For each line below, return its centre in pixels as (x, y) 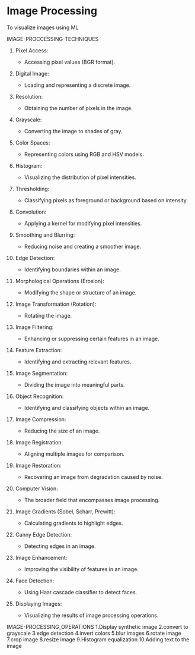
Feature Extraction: (39, 350)
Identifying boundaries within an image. (72, 269)
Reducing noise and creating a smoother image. (83, 246)
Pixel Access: (32, 50)
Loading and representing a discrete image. (77, 85)
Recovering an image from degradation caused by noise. (93, 477)
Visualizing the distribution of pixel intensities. (80, 177)
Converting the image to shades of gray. (73, 131)
